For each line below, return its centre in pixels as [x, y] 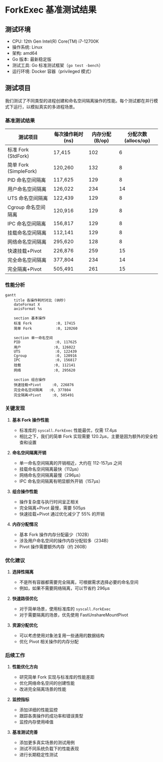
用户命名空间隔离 [27, 189]
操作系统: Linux [27, 47]
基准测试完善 [25, 732]
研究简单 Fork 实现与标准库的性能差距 [57, 677]
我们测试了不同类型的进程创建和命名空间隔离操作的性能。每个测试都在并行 [79, 100]
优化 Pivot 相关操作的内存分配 [49, 641]
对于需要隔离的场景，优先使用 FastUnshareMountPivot [74, 615]
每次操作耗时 [69, 134]
